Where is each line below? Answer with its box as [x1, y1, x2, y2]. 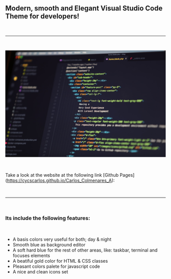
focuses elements [12, 252, 50, 259]
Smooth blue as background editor [12, 241, 85, 247]
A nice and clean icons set [12, 268, 69, 274]
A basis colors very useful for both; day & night [12, 236, 111, 242]
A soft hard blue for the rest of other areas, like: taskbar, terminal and [12, 247, 158, 253]
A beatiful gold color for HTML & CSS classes [12, 258, 108, 264]
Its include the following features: [5, 215, 91, 222]
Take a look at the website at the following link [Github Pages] [5, 172, 135, 178]
